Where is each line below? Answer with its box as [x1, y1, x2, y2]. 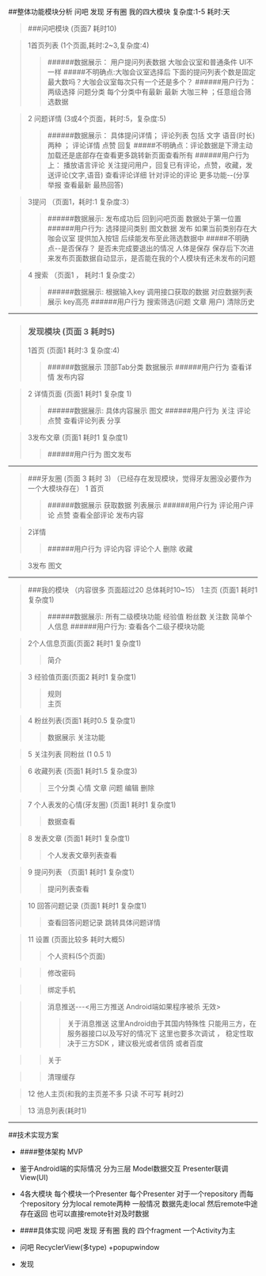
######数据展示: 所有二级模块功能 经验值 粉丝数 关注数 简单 [47, 612, 245, 622]
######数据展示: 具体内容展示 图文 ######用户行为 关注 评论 [47, 406, 251, 416]
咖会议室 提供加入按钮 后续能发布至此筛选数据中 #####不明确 [47, 234, 249, 243]
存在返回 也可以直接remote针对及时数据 [19, 1209, 150, 1218]
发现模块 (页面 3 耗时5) [27, 326, 116, 337]
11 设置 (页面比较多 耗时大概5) [27, 935, 125, 944]
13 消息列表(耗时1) [27, 1106, 87, 1115]
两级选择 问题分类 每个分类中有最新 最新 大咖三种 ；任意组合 [47, 87, 245, 97]
